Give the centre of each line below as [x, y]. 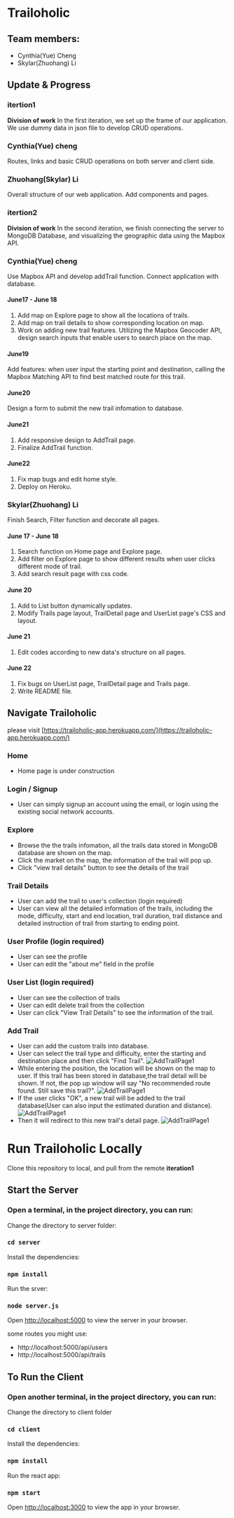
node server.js [33, 1306]
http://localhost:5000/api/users [62, 1348]
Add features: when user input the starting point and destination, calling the [116, 369]
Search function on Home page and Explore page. [90, 552]
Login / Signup [33, 789]
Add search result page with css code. [73, 574]
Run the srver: [28, 1289]
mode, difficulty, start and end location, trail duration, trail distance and [120, 916]
